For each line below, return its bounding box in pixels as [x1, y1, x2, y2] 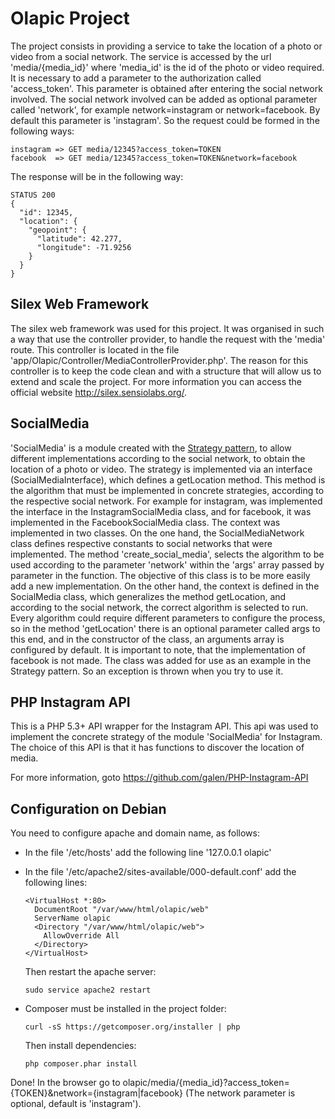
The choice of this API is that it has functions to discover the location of [10, 742, 305, 754]
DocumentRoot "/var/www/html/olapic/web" [34, 905, 210, 915]
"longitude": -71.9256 [36, 242, 132, 252]
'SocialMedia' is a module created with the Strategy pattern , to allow [10, 442, 292, 454]
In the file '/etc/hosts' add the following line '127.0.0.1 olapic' [24, 847, 272, 859]
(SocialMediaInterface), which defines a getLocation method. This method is [10, 473, 326, 486]
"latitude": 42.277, [36, 233, 123, 244]
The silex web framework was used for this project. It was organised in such [10, 322, 325, 334]
